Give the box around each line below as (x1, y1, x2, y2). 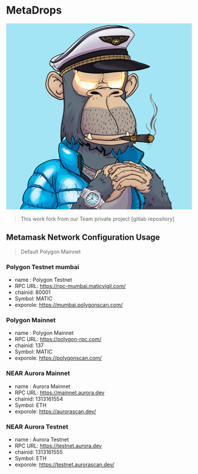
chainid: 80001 (14, 289, 51, 296)
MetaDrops (6, 4, 62, 17)
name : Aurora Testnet (14, 436, 69, 443)
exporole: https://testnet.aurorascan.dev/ (14, 461, 115, 468)
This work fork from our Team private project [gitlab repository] (20, 215, 175, 222)
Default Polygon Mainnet (20, 248, 81, 255)
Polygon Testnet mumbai (6, 263, 80, 271)
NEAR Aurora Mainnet (6, 370, 71, 378)
